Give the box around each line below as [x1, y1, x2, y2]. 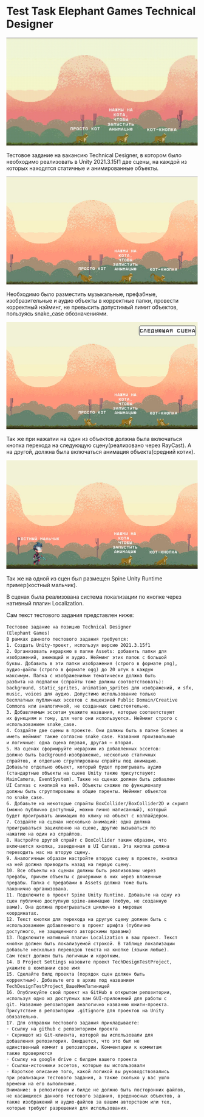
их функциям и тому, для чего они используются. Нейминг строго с [6, 715, 178, 721]
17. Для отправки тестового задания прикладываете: [6, 1020, 140, 1026]
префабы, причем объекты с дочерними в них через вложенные [6, 873, 162, 879]
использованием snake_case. [6, 721, 78, 727]
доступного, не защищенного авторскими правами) [6, 928, 132, 934]
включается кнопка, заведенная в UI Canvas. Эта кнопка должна [6, 843, 170, 849]
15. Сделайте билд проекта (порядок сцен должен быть [6, 971, 146, 977]
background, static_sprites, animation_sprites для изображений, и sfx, [6, 685, 194, 691]
